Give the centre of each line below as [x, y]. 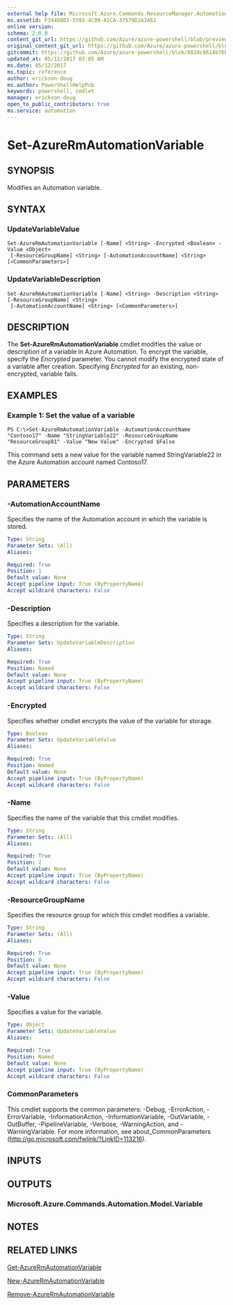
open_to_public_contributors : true [59, 104]
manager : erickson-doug [42, 98]
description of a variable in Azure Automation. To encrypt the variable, [107, 351]
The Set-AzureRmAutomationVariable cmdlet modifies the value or [104, 344]
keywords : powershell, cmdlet [51, 91]
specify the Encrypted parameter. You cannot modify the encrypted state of [115, 358]
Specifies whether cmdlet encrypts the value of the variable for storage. [110, 720]
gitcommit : [23, 53]
